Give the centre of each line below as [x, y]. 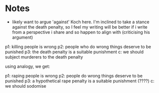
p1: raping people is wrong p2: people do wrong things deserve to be [74, 76]
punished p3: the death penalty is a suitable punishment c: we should [74, 52]
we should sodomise [26, 86]
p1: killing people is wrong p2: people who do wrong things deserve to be [78, 46]
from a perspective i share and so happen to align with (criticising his [81, 32]
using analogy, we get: [28, 66]
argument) [22, 37]
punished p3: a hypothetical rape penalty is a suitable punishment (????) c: [80, 81]
